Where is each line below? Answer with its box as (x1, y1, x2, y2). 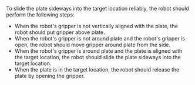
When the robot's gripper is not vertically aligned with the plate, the (14, 23, 178, 29)
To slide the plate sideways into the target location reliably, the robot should (6, 5, 189, 12)
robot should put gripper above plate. (14, 29, 105, 36)
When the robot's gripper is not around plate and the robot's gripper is (14, 35, 186, 42)
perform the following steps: (6, 11, 75, 18)
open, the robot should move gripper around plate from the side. (14, 41, 171, 48)
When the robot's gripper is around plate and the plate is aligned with (14, 47, 183, 55)
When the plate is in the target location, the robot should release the (14, 66, 180, 73)
